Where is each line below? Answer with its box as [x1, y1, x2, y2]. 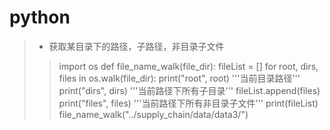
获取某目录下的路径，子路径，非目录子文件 [48, 40, 225, 52]
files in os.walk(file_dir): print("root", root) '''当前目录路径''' [58, 72, 301, 84]
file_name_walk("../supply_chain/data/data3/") [58, 108, 249, 120]
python [9, 6, 71, 29]
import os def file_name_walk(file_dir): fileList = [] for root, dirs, [58, 60, 319, 72]
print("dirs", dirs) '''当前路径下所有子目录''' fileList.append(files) [58, 84, 321, 96]
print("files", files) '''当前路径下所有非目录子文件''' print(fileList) [58, 97, 319, 109]
